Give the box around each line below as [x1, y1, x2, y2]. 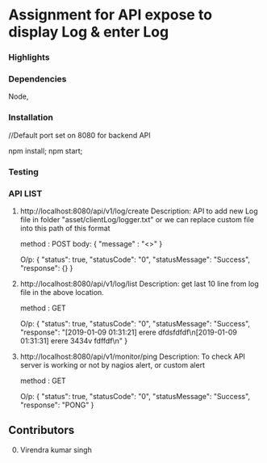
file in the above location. [19, 287, 105, 297]
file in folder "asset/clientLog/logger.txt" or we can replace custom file [19, 214, 254, 224]
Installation [8, 112, 54, 123]
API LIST [8, 187, 43, 199]
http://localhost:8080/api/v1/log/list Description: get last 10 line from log [19, 279, 260, 288]
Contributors [8, 423, 75, 437]
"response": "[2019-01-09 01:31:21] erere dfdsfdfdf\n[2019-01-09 [19, 327, 238, 337]
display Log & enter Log [8, 23, 169, 41]
